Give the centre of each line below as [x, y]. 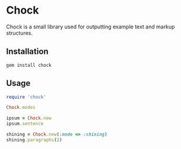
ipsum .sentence [25, 124]
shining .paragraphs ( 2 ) [34, 140]
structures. [19, 33]
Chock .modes [21, 108]
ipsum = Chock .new [29, 118]
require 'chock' [26, 97]
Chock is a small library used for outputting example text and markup [90, 27]
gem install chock [29, 65]
